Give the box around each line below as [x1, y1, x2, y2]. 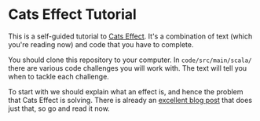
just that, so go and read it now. [8, 104, 110, 113]
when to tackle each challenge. [8, 71, 110, 81]
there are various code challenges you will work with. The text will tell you [8, 63, 247, 72]
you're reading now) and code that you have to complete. [8, 39, 194, 49]
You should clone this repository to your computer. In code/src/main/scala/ [8, 55, 252, 64]
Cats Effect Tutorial [8, 5, 137, 24]
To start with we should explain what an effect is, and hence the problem [8, 86, 244, 96]
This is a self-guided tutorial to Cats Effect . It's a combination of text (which [8, 31, 253, 41]
